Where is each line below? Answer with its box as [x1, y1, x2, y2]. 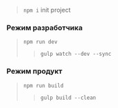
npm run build [23, 82, 64, 89]
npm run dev [23, 39, 58, 45]
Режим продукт [6, 67, 62, 76]
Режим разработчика [6, 23, 83, 32]
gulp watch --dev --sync [40, 51, 112, 58]
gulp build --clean [40, 94, 97, 101]
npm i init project [23, 6, 71, 14]
